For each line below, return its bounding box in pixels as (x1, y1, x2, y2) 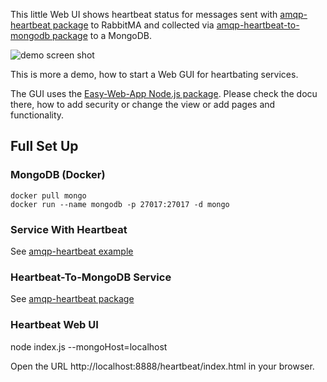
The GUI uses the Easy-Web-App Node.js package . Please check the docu (10, 88, 318, 99)
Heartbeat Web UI (10, 318, 99, 332)
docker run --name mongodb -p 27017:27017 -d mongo (10, 199, 230, 209)
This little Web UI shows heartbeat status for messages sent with (10, 9, 278, 20)
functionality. (10, 109, 65, 121)
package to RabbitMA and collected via (52, 19, 215, 31)
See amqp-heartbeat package (10, 293, 135, 305)
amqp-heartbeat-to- (216, 19, 300, 31)
